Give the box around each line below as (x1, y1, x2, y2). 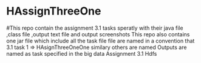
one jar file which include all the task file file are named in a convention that (6, 37, 195, 44)
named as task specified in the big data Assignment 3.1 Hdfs (6, 50, 157, 57)
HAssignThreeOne (6, 4, 101, 18)
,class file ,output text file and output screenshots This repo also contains (6, 30, 190, 38)
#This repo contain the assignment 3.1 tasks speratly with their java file (6, 24, 183, 31)
